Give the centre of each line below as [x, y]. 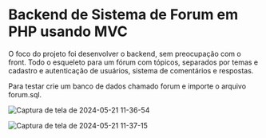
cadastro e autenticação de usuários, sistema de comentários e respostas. [131, 70]
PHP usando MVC [68, 32]
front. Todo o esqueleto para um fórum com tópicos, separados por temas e [133, 62]
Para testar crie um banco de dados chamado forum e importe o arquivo [127, 86]
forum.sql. [25, 94]
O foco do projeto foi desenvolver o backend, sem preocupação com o [125, 53]
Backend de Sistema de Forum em [123, 15]
